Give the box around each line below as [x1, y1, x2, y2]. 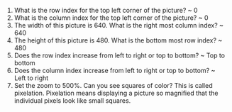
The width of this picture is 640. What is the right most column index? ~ [13, 21, 224, 29]
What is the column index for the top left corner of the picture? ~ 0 [13, 13, 209, 22]
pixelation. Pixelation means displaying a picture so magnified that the [13, 89, 219, 97]
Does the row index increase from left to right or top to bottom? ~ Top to [13, 51, 226, 60]
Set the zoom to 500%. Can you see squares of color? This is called [13, 82, 213, 89]
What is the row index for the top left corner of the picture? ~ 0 [13, 6, 198, 14]
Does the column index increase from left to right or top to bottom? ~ [13, 67, 216, 74]
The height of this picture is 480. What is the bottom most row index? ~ [13, 36, 223, 45]
